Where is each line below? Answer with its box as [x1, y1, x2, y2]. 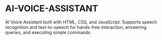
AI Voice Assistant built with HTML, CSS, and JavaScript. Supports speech [5, 19, 158, 25]
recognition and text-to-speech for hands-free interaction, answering [5, 24, 147, 30]
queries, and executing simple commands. [5, 29, 92, 35]
